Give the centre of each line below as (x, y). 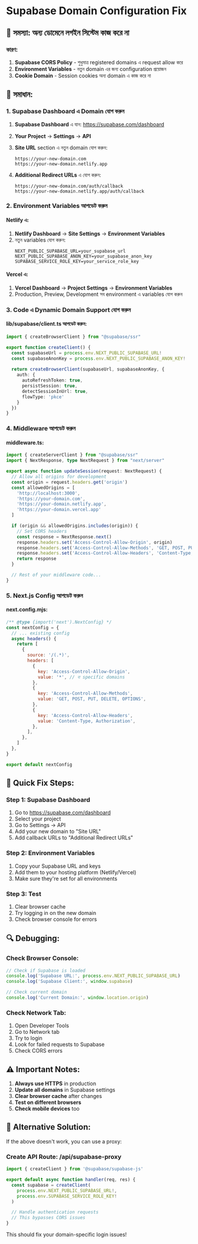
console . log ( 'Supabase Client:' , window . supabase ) (70, 982)
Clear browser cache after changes (58, 1096)
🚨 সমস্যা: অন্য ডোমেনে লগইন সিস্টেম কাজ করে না (68, 33)
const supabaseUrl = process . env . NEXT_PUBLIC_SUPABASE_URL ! (87, 353)
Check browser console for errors (56, 919)
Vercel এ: (17, 274)
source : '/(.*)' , (48, 655)
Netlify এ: (18, 220)
